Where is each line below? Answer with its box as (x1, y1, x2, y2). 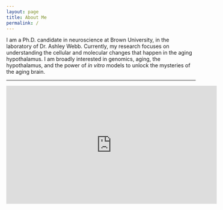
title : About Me (6, 14, 47, 20)
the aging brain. (6, 68, 45, 76)
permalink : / (6, 20, 39, 26)
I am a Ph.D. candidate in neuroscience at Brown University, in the (6, 37, 170, 44)
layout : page (6, 8, 39, 15)
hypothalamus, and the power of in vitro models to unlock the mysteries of (6, 62, 191, 69)
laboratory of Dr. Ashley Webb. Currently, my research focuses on (6, 43, 170, 50)
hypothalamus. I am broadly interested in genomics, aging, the (6, 55, 161, 63)
